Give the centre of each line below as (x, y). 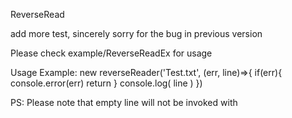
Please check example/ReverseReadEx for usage (111, 53)
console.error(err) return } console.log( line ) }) (106, 83)
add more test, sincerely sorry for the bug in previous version (136, 33)
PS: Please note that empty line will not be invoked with (124, 102)
